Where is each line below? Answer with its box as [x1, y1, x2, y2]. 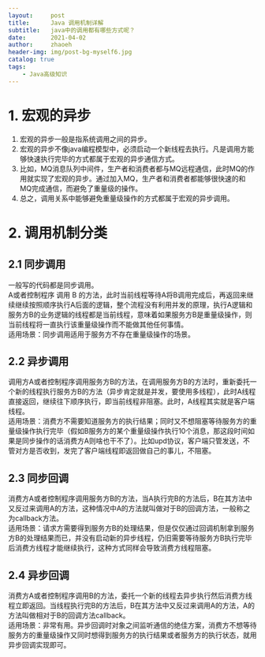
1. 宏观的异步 [8, 106, 91, 125]
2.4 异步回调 [8, 569, 69, 582]
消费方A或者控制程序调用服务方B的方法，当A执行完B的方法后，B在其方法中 [8, 494, 252, 503]
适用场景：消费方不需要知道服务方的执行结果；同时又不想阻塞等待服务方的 [8, 416, 250, 426]
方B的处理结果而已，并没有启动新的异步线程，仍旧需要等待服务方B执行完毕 [8, 533, 252, 543]
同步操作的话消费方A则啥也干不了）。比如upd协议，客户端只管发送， [21, 436, 244, 446]
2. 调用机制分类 [8, 224, 108, 241]
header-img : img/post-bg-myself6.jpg [8, 48, 132, 56]
